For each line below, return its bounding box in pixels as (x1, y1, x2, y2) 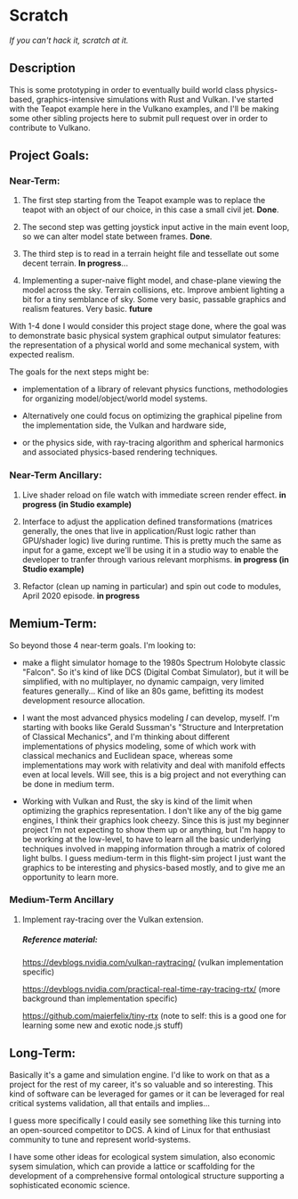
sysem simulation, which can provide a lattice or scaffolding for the (9, 1161, 255, 1171)
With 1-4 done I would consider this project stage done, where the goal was (9, 321, 286, 332)
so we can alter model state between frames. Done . (21, 231, 213, 242)
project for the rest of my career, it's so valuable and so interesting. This (9, 1079, 274, 1089)
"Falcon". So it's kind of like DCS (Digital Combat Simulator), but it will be (21, 666, 289, 678)
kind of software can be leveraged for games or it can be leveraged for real (9, 1088, 285, 1099)
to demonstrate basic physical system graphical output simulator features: (9, 331, 282, 341)
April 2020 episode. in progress (21, 590, 141, 601)
